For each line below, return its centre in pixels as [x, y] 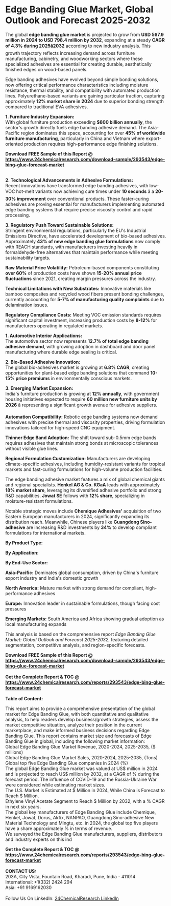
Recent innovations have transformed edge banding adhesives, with [77, 185]
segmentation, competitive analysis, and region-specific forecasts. [76, 645]
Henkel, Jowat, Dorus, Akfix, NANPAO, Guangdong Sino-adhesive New [80, 817]
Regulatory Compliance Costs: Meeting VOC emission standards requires [83, 314]
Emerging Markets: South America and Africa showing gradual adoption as [85, 619]
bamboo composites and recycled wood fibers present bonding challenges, [85, 294]
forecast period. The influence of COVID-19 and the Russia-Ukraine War [81, 779]
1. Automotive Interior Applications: [44, 336]
